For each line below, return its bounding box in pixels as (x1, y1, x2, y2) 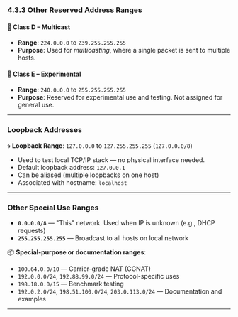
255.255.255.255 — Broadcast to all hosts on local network (17, 233, 189, 242)
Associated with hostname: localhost (17, 178, 127, 186)
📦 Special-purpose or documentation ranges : (7, 247, 147, 257)
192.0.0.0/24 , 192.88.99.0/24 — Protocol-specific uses (17, 272, 180, 280)
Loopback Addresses (7, 125, 83, 135)
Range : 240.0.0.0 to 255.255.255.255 (17, 85, 126, 94)
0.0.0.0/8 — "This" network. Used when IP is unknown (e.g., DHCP (17, 218, 215, 227)
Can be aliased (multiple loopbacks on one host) (17, 171, 159, 179)
